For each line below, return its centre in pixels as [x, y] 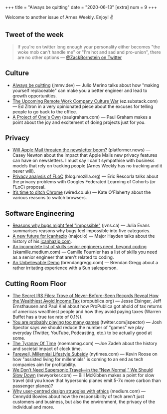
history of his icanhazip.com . [42, 241]
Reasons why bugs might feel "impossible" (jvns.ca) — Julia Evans [81, 225]
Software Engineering [40, 213]
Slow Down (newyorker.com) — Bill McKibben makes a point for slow [83, 375]
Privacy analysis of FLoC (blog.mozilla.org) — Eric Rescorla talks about [85, 176]
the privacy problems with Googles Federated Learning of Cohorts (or [84, 182]
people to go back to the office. [45, 111]
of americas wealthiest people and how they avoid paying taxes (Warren [86, 312]
